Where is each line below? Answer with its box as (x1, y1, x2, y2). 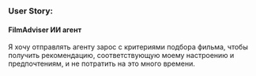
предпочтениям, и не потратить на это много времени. (8, 59, 196, 68)
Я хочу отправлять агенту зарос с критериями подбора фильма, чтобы (8, 42, 249, 52)
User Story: (8, 5, 54, 16)
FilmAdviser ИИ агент (8, 25, 82, 34)
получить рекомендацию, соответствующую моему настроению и (8, 51, 235, 60)
